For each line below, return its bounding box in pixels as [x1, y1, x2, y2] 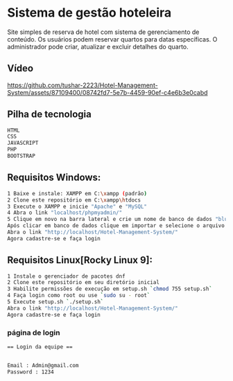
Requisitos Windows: [7, 172, 101, 184]
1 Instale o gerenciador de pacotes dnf [7, 272, 126, 280]
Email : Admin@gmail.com [7, 362, 79, 369]
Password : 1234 [7, 369, 54, 375]
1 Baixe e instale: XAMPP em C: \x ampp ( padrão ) [7, 190, 148, 197]
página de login [7, 328, 60, 337]
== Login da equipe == [7, 343, 73, 351]
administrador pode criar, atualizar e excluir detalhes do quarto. [7, 42, 189, 51]
